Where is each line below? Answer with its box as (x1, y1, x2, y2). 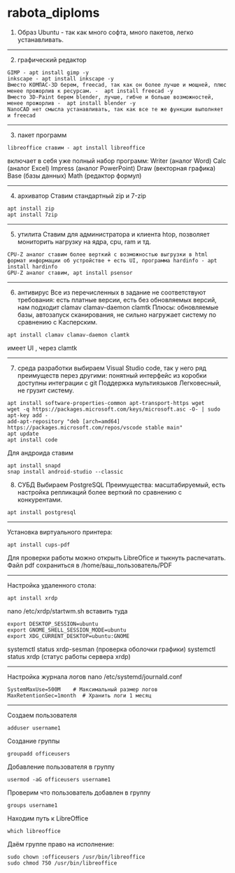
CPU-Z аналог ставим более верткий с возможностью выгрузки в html (7, 250, 208, 258)
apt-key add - (7, 411, 49, 419)
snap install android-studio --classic (7, 468, 124, 475)
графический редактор (17, 55, 87, 64)
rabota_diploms (7, 5, 100, 21)
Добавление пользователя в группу (7, 762, 115, 771)
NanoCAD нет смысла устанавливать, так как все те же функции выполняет (7, 106, 224, 113)
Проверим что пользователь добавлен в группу (7, 788, 151, 797)
